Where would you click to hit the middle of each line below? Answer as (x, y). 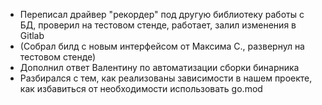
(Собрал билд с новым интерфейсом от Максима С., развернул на (162, 46)
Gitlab (32, 35)
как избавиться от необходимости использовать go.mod (141, 88)
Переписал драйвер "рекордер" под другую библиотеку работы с (162, 14)
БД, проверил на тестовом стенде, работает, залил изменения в (158, 25)
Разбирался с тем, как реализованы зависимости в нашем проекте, (166, 78)
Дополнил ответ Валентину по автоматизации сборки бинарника (159, 67)
